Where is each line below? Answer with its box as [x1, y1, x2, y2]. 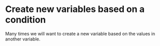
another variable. [5, 36, 41, 42]
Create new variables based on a [5, 3, 145, 15]
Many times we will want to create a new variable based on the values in [5, 30, 155, 36]
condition [5, 14, 46, 25]
